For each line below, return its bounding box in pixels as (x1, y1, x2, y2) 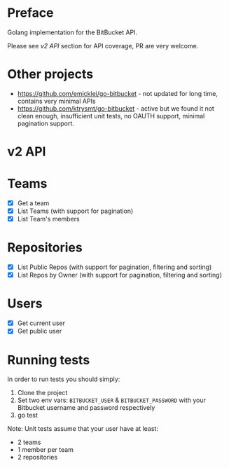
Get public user (17, 327, 62, 336)
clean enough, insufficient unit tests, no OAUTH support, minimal (17, 111, 205, 120)
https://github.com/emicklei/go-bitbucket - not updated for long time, (17, 89, 218, 97)
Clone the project (17, 389, 68, 397)
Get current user (17, 319, 65, 327)
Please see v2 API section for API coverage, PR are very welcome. (7, 41, 199, 50)
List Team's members (17, 215, 80, 223)
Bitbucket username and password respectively (17, 404, 155, 412)
